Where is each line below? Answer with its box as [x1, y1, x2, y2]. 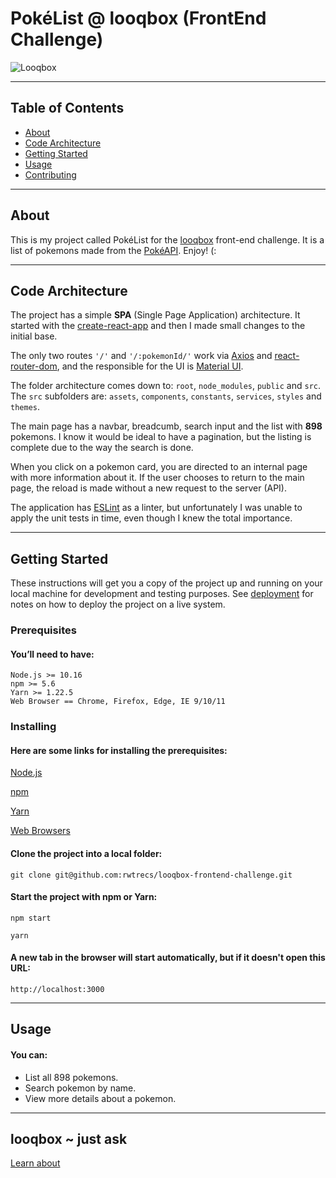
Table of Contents [10, 100, 125, 117]
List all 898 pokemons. [24, 1071, 119, 1083]
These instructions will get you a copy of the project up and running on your [10, 577, 323, 589]
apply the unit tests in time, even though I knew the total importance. [10, 512, 293, 524]
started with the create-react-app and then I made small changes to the [10, 320, 306, 332]
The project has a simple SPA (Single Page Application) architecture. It [10, 309, 301, 321]
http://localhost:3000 [10, 985, 105, 995]
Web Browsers [10, 825, 71, 837]
